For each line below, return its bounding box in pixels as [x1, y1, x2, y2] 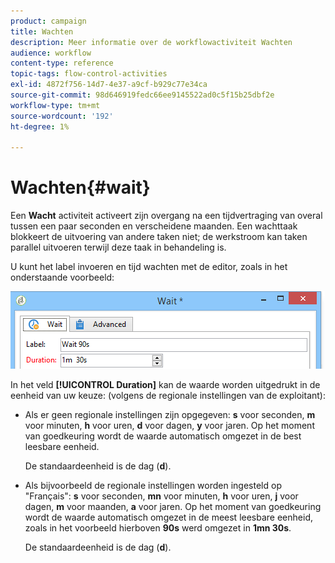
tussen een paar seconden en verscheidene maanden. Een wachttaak [10, 220, 298, 232]
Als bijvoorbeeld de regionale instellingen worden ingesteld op [24, 480, 282, 492]
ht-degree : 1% [10, 121, 70, 132]
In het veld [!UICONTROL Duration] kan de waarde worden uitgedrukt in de [10, 379, 321, 391]
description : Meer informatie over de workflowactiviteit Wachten [10, 37, 293, 47]
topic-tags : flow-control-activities [10, 69, 168, 79]
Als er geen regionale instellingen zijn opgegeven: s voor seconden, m [24, 409, 316, 421]
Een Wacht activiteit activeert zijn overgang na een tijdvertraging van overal [10, 210, 323, 222]
